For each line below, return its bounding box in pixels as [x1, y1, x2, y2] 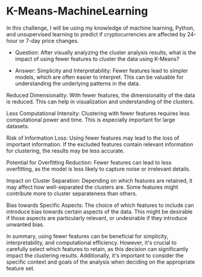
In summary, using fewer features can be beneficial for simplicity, [6, 232, 169, 240]
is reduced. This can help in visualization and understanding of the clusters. [6, 98, 195, 105]
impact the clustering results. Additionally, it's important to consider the [6, 252, 184, 259]
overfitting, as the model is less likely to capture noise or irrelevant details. [6, 165, 191, 172]
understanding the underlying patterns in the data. [14, 80, 140, 87]
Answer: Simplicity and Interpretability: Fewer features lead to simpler [14, 67, 189, 74]
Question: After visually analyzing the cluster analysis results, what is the [14, 48, 197, 56]
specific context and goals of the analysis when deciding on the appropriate [6, 258, 195, 266]
